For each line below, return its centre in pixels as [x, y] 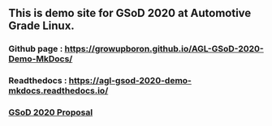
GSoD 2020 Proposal [51, 112]
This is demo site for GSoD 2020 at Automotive [130, 13]
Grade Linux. [41, 26]
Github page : [36, 49]
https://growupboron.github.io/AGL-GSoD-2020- [164, 49]
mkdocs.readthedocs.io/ [58, 90]
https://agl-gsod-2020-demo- [130, 81]
